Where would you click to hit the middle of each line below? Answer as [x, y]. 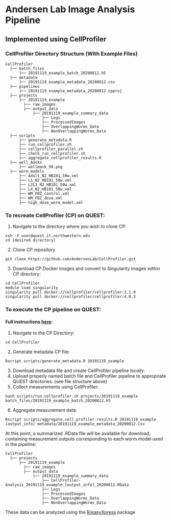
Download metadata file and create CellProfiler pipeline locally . [79, 370]
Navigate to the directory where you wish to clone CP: [69, 227]
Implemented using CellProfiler [56, 39]
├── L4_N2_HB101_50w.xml [45, 189]
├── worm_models [27, 171]
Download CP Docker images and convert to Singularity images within [86, 268]
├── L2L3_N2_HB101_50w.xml [47, 185]
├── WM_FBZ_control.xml [44, 193]
